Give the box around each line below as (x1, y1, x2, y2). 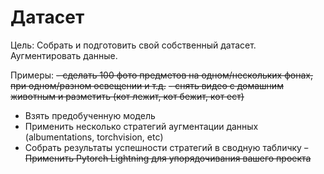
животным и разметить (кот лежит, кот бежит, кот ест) (10, 90, 245, 102)
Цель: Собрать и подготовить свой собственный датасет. (10, 39, 257, 51)
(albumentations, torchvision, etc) (24, 131, 164, 143)
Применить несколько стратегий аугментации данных (24, 120, 259, 132)
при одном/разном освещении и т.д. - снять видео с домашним (10, 79, 284, 91)
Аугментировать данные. (10, 49, 118, 61)
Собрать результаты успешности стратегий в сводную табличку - (24, 141, 309, 153)
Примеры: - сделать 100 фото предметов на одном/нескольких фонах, (10, 69, 313, 81)
